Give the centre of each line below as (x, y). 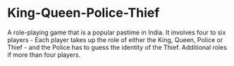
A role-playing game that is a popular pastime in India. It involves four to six (117, 32)
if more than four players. (44, 55)
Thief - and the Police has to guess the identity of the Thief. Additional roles (117, 47)
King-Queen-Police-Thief (84, 13)
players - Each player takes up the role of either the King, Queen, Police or (115, 39)
